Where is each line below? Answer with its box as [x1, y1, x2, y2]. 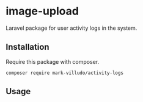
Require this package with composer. [5, 58, 99, 65]
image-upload [5, 4, 79, 18]
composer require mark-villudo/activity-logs [5, 70, 123, 76]
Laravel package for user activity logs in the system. [5, 24, 137, 32]
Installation [5, 42, 50, 52]
